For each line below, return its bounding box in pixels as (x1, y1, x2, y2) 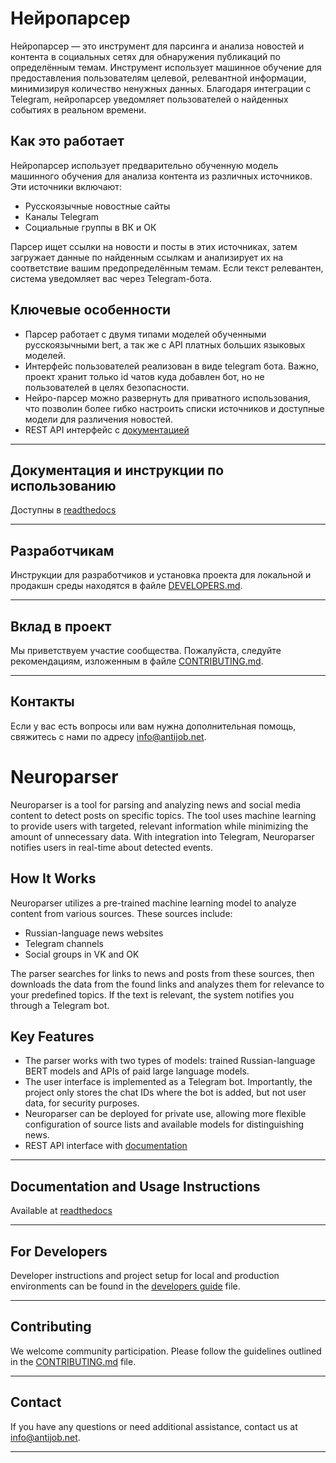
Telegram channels (24, 937, 104, 949)
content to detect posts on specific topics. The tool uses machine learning (10, 809, 317, 821)
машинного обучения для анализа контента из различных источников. (10, 170, 313, 182)
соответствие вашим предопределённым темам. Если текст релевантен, (10, 262, 324, 274)
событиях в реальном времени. (10, 103, 147, 116)
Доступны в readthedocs (10, 504, 117, 516)
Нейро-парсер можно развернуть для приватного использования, (24, 392, 311, 404)
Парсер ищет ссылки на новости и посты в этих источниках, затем (10, 240, 298, 252)
